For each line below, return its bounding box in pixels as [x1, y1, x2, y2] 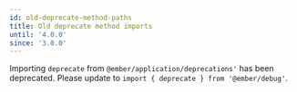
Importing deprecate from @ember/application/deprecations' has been [9, 63, 275, 74]
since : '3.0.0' [9, 38, 67, 48]
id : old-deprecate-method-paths [9, 13, 132, 23]
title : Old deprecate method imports [9, 22, 153, 31]
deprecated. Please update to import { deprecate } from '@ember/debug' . [9, 73, 289, 84]
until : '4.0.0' [9, 30, 67, 39]
